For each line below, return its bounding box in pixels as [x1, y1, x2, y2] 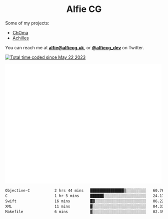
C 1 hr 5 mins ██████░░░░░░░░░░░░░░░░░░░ [5, 194, 146, 199]
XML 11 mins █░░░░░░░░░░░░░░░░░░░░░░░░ [5, 204, 146, 209]
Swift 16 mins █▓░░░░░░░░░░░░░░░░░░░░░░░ [5, 199, 146, 204]
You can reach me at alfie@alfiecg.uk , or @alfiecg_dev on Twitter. [5, 44, 144, 50]
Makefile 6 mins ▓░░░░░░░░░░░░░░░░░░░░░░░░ [5, 209, 146, 214]
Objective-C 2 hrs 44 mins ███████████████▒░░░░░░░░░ [5, 188, 146, 193]
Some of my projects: [5, 20, 49, 26]
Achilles [12, 35, 29, 41]
